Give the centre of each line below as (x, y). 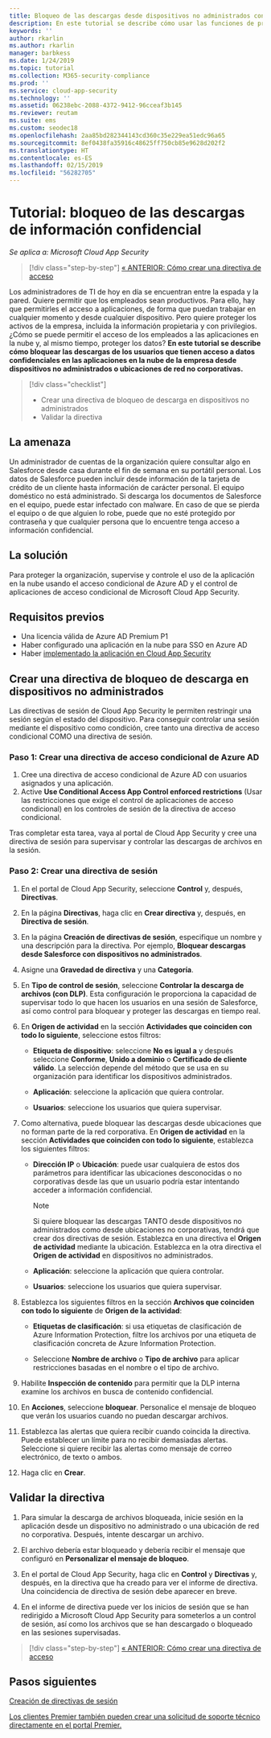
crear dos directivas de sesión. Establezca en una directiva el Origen (147, 1238)
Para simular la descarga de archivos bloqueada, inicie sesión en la (132, 1517)
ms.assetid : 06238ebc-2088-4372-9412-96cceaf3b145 (96, 105)
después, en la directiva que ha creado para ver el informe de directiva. (139, 1583)
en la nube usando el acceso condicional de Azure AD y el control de (123, 583)
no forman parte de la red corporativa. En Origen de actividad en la (133, 1131)
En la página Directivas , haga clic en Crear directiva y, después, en (133, 912)
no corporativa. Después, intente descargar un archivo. (112, 1534)
